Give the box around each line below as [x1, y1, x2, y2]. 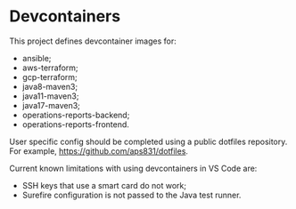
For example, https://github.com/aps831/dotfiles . [9, 145, 189, 157]
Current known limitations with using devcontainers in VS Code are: [9, 163, 258, 173]
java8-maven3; [21, 81, 78, 92]
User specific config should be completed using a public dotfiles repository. [9, 136, 288, 147]
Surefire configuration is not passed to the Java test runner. [21, 189, 242, 200]
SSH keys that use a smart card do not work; [21, 180, 187, 190]
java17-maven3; [21, 100, 80, 110]
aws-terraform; [21, 62, 78, 73]
